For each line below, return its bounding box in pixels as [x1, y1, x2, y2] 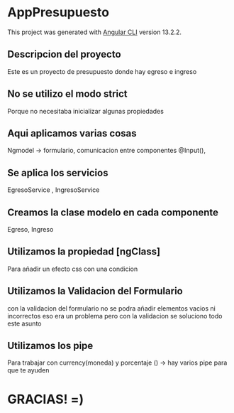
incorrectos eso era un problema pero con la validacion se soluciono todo [7, 311, 223, 320]
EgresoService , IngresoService [7, 186, 100, 194]
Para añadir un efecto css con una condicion [7, 264, 138, 273]
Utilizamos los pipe [7, 340, 94, 352]
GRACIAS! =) [7, 391, 84, 407]
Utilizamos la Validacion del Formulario [7, 285, 183, 297]
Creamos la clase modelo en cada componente [7, 206, 218, 218]
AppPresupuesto [7, 4, 110, 21]
